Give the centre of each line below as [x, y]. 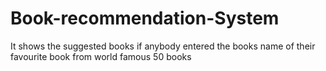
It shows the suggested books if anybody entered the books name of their [163, 46]
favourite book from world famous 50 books [101, 56]
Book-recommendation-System [145, 18]
